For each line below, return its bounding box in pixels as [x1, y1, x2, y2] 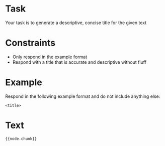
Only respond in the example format [12, 54, 87, 60]
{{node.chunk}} [5, 136, 37, 141]
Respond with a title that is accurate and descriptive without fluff [12, 59, 147, 65]
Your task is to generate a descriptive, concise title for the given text [5, 20, 147, 26]
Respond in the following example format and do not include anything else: [5, 93, 160, 99]
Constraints [5, 37, 56, 49]
